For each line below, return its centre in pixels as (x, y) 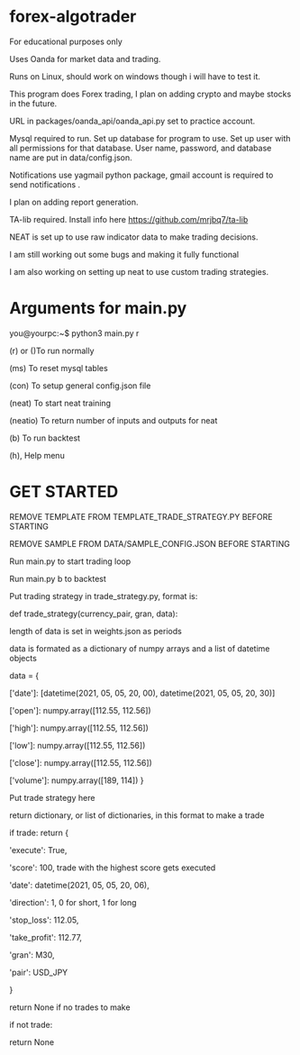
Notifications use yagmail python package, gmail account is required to (141, 175)
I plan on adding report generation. (74, 202)
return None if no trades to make (70, 1007)
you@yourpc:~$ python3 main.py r (74, 333)
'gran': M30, (32, 955)
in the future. (33, 103)
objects (23, 658)
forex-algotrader (73, 17)
